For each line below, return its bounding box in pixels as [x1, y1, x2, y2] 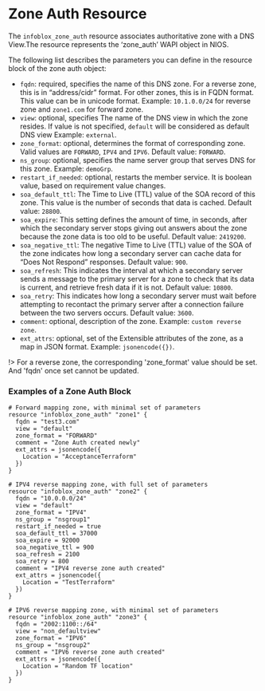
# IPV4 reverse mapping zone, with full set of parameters [8, 480, 208, 489]
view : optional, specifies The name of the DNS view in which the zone [19, 113, 248, 122]
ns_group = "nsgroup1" [15, 515, 91, 523]
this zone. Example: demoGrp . [19, 164, 114, 173]
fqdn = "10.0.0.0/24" [15, 495, 88, 503]
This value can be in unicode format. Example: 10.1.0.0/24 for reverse [19, 96, 251, 105]
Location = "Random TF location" [22, 662, 134, 670]
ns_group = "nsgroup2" [15, 642, 91, 650]
